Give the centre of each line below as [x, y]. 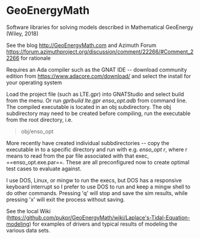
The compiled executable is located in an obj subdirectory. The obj [89, 107]
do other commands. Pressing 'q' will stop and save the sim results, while [97, 193]
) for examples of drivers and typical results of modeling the [103, 224]
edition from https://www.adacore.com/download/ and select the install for [98, 76]
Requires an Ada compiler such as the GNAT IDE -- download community [97, 69]
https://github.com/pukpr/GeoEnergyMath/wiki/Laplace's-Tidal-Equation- [99, 217]
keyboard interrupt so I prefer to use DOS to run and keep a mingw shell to [98, 187]
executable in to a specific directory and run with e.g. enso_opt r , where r [97, 149]
